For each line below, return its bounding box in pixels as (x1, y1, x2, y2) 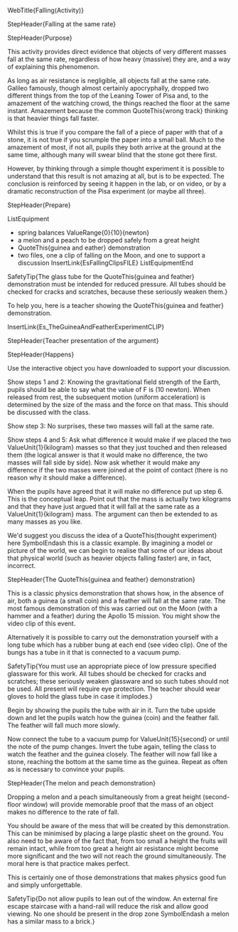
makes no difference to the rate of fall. (7, 807, 119, 816)
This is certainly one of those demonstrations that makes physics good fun (7, 873, 227, 881)
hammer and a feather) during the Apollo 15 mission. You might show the (7, 612, 220, 620)
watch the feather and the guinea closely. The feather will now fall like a (7, 750, 217, 758)
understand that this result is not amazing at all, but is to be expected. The (7, 172, 225, 180)
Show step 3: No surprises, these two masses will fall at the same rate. (7, 422, 215, 430)
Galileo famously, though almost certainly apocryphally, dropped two (7, 84, 210, 92)
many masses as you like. (7, 517, 83, 526)
